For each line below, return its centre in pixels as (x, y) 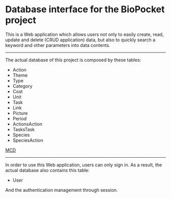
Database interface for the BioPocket (85, 9)
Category (22, 86)
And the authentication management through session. (62, 190)
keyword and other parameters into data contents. (58, 45)
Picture (20, 113)
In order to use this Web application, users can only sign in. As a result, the (84, 165)
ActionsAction (27, 124)
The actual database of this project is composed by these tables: (73, 60)
